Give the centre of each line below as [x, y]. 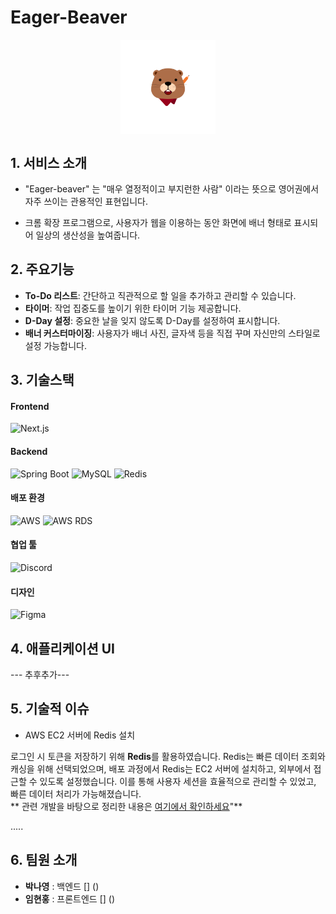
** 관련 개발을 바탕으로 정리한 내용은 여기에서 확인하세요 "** [126, 806]
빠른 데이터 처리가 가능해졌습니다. [76, 793]
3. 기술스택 [42, 380]
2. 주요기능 [42, 269]
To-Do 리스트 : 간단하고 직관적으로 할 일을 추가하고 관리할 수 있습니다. [160, 295]
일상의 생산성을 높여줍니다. [88, 235]
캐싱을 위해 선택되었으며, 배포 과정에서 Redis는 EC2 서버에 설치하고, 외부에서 [161, 768]
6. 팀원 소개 [44, 860]
